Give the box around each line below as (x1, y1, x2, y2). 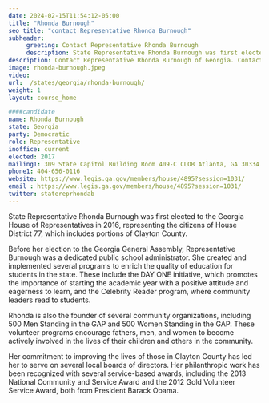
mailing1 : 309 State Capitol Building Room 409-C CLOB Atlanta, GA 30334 (8, 160, 260, 168)
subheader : (8, 34, 45, 42)
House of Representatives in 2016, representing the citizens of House (8, 220, 238, 229)
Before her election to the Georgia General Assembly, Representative (8, 244, 236, 253)
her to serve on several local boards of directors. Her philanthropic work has (8, 360, 260, 369)
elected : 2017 (8, 153, 56, 161)
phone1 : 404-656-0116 (8, 167, 81, 176)
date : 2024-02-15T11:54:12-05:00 (8, 11, 120, 20)
